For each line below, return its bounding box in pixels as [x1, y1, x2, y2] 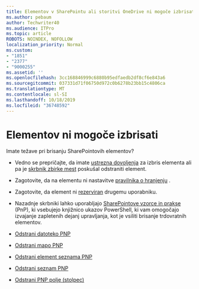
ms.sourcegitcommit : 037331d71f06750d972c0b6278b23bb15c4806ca [6, 81, 166, 87]
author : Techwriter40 [6, 20, 60, 26]
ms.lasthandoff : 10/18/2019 [6, 97, 76, 103]
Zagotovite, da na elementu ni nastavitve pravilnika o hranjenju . [14, 177, 171, 184]
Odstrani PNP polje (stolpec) [14, 277, 85, 284]
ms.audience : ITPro [6, 25, 54, 31]
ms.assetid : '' [6, 69, 44, 75]
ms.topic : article [6, 31, 52, 37]
